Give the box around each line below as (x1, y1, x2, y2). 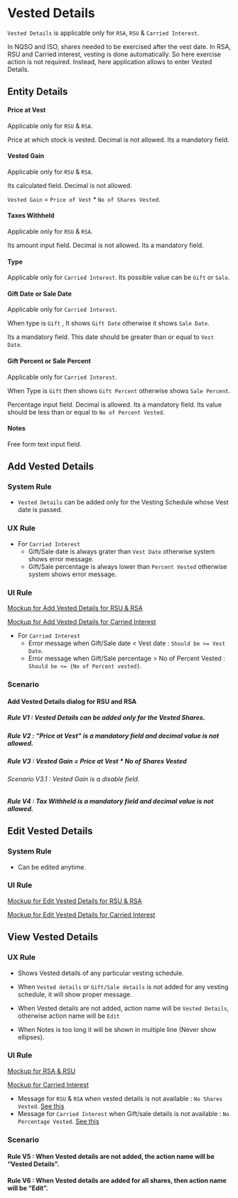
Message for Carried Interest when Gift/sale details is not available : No (17, 1109, 229, 1118)
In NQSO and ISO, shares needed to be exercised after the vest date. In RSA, (7, 42, 232, 51)
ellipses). (17, 1033, 45, 1041)
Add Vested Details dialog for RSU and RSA (7, 697, 137, 706)
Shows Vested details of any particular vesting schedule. (17, 969, 185, 977)
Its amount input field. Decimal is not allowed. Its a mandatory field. (7, 241, 204, 249)
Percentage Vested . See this (17, 1117, 99, 1125)
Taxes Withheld (7, 212, 55, 220)
